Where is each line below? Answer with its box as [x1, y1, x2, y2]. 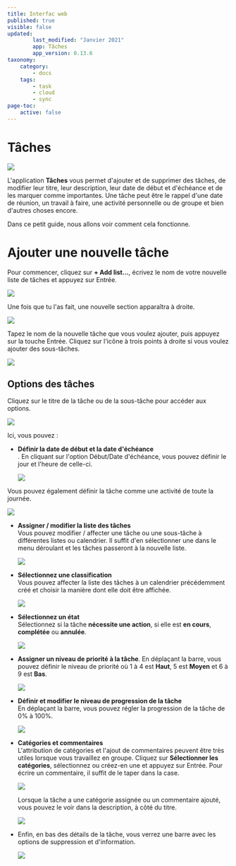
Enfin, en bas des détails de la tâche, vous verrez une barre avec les [17, 830, 216, 838]
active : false [20, 109, 61, 116]
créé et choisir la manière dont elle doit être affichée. [17, 586, 171, 595]
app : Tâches [32, 43, 68, 50]
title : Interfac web [7, 10, 68, 18]
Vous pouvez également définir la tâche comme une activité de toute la [7, 487, 213, 496]
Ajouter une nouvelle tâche [7, 245, 169, 260]
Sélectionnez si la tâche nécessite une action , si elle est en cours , [17, 620, 211, 629]
